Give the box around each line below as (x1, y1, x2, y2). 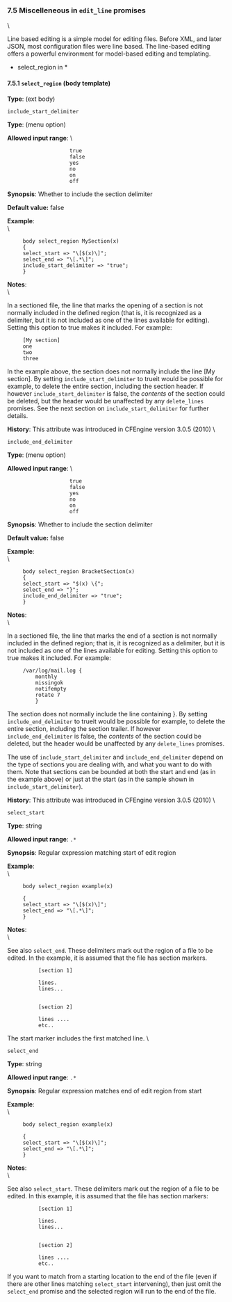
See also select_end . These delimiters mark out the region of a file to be (7, 946, 213, 954)
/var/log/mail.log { (22, 667, 82, 674)
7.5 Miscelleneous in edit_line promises (7, 6, 146, 15)
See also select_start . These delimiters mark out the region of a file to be (7, 1184, 219, 1193)
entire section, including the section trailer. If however (7, 724, 161, 732)
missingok (35, 679, 64, 686)
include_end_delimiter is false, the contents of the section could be (7, 732, 201, 740)
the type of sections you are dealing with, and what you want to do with (7, 760, 213, 769)
